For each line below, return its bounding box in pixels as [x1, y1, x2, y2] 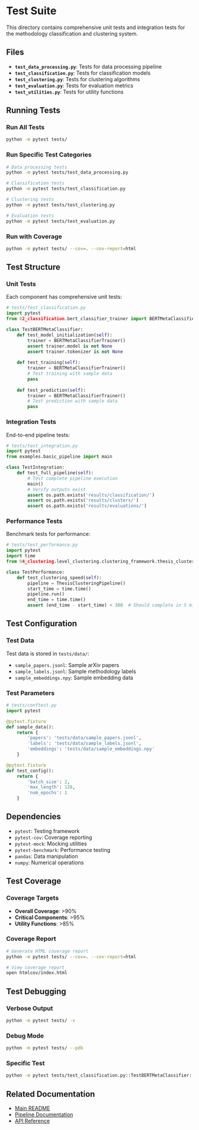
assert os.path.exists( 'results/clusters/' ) [27, 497, 139, 503]
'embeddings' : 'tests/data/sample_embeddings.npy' [27, 746, 155, 752]
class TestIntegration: [6, 464, 65, 471]
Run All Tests [6, 123, 45, 132]
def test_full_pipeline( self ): [17, 470, 94, 476]
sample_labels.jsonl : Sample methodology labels [14, 668, 136, 675]
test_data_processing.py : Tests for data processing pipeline [14, 63, 162, 70]
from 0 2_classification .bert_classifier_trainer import [6, 316, 147, 322]
